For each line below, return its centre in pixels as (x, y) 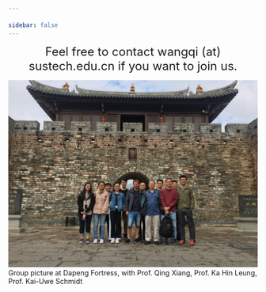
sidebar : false (33, 25)
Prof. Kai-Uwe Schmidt (46, 281)
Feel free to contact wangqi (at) (133, 51)
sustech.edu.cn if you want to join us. (133, 66)
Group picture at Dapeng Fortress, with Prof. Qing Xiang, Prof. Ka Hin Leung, (133, 272)
